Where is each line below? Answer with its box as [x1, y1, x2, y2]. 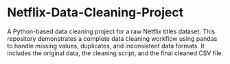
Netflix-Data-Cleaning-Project [7, 5, 184, 20]
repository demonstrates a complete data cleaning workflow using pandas [7, 34, 218, 42]
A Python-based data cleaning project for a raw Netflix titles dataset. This [7, 27, 215, 35]
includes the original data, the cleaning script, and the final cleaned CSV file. [7, 49, 224, 57]
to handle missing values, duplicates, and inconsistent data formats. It [7, 42, 205, 50]
